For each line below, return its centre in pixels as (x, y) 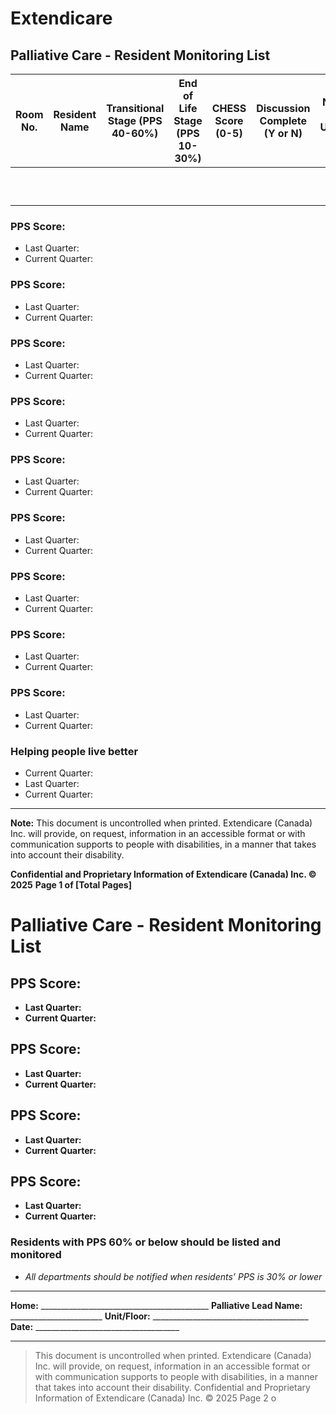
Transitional (135, 108)
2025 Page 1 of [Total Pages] (71, 884)
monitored (36, 1255)
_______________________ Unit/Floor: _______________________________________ (159, 1316)
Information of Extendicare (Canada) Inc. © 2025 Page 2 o (155, 1398)
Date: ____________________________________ (95, 1326)
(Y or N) (283, 133)
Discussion (283, 108)
